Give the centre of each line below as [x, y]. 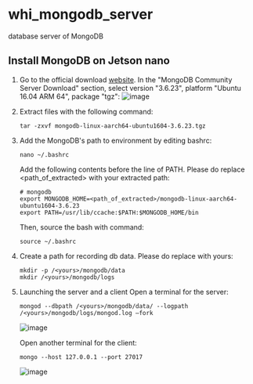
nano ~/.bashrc [44, 154]
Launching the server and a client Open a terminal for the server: [124, 292]
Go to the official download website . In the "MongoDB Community [126, 79]
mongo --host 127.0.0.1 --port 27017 [81, 357]
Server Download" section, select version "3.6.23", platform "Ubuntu [130, 88]
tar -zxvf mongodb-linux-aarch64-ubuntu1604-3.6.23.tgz [112, 126]
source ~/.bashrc [48, 241]
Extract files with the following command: [86, 111]
